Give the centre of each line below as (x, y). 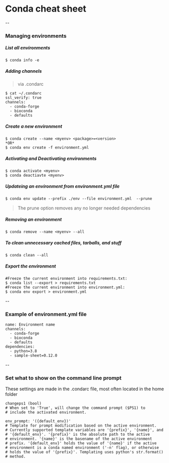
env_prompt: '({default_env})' (38, 421)
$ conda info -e (22, 60)
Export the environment (31, 266)
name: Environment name (30, 324)
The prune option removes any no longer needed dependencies (84, 208)
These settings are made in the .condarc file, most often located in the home (84, 389)
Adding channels (23, 71)
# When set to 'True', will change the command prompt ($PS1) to (75, 408)
